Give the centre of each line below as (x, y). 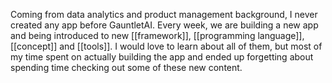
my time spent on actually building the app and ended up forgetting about (162, 57)
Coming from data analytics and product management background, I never (164, 14)
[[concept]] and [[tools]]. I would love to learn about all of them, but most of (166, 46)
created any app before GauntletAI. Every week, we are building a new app (164, 25)
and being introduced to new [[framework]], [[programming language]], (157, 35)
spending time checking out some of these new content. (126, 67)
